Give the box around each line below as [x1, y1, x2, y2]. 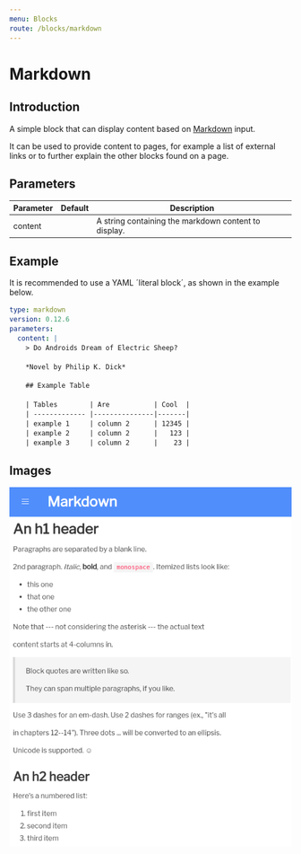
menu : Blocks [9, 14, 58, 23]
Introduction [9, 100, 81, 115]
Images [9, 462, 52, 478]
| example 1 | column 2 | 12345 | [25, 418, 191, 428]
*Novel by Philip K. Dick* [25, 362, 126, 372]
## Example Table [25, 382, 90, 391]
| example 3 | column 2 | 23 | [25, 438, 191, 447]
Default [60, 202, 90, 213]
